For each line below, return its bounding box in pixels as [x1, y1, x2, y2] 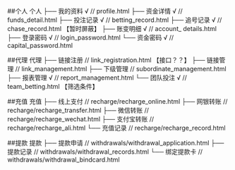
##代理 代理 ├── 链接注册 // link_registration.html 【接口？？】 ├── [7, 56, 205, 64]
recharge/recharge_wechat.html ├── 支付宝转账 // [7, 115, 154, 123]
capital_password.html [7, 42, 73, 49]
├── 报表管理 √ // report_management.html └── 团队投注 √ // [7, 73, 187, 82]
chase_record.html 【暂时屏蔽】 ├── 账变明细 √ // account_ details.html [7, 25, 217, 32]
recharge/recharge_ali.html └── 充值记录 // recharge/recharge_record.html [7, 123, 226, 132]
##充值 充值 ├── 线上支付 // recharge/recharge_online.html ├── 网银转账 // [7, 97, 228, 105]
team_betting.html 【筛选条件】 [7, 83, 99, 90]
